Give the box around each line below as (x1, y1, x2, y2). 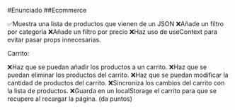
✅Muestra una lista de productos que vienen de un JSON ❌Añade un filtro (7, 20, 224, 28)
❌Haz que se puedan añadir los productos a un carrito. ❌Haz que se (7, 63, 207, 71)
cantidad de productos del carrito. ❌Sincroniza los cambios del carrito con (7, 79, 225, 87)
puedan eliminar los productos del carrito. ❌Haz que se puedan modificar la (7, 71, 229, 79)
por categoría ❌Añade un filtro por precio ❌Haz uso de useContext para (7, 28, 218, 36)
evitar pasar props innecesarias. (7, 35, 101, 44)
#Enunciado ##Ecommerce (7, 6, 87, 14)
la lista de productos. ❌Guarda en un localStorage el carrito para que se (7, 87, 217, 94)
